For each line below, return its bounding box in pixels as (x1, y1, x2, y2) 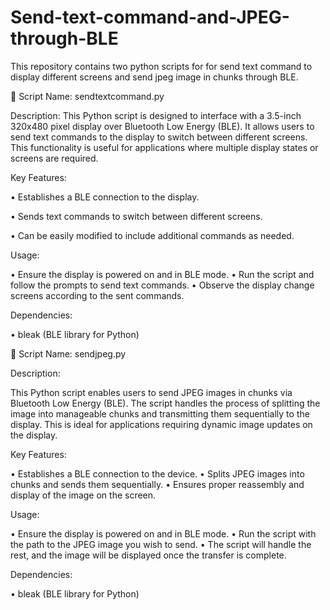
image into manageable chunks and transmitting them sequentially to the (10, 407, 310, 420)
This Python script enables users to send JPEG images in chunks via (10, 386, 293, 398)
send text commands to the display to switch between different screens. (10, 131, 308, 143)
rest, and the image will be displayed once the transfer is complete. (10, 549, 287, 561)
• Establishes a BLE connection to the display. (10, 191, 200, 203)
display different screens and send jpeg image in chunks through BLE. (10, 71, 299, 83)
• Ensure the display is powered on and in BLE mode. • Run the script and (10, 268, 315, 280)
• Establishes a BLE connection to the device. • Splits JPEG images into (10, 467, 305, 480)
